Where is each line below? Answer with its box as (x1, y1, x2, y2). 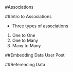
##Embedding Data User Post (5, 52, 65, 58)
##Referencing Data (5, 62, 45, 67)
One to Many (12, 37, 38, 43)
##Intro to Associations (5, 14, 52, 19)
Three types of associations (12, 23, 69, 29)
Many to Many (12, 43, 41, 48)
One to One (12, 33, 36, 38)
